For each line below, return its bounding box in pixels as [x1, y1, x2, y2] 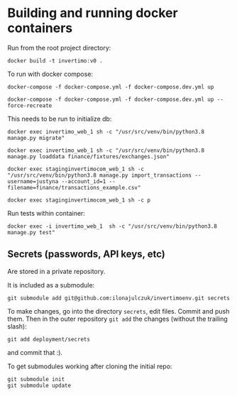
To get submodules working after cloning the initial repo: [7, 362, 172, 370]
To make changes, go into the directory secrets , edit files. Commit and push [7, 307, 230, 315]
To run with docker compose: [7, 70, 94, 78]
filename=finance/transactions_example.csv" [7, 184, 141, 191]
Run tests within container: [7, 209, 85, 217]
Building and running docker [7, 5, 179, 21]
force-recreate [7, 101, 53, 109]
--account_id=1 [61, 177, 106, 185]
